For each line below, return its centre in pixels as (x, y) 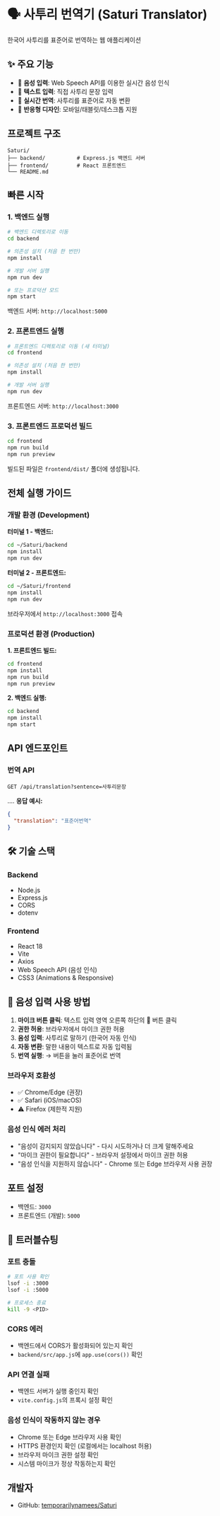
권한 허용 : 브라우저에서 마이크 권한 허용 (71, 1029)
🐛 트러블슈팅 (33, 1240)
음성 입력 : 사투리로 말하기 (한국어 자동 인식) (77, 1038)
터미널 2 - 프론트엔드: (37, 573)
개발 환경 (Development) (49, 515)
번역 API (21, 770)
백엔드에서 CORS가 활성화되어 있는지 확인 (75, 1346)
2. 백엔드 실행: (27, 698)
